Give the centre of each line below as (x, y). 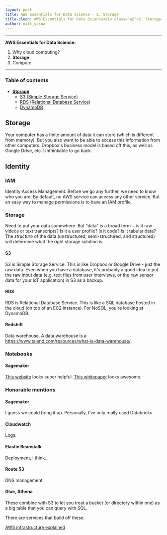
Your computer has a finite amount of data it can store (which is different (80, 135)
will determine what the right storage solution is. (54, 242)
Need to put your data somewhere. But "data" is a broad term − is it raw (79, 226)
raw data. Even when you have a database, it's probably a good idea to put (82, 269)
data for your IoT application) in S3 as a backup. (54, 280)
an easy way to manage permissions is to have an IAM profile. (69, 202)
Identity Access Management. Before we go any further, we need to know (81, 191)
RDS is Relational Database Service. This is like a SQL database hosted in (80, 303)
